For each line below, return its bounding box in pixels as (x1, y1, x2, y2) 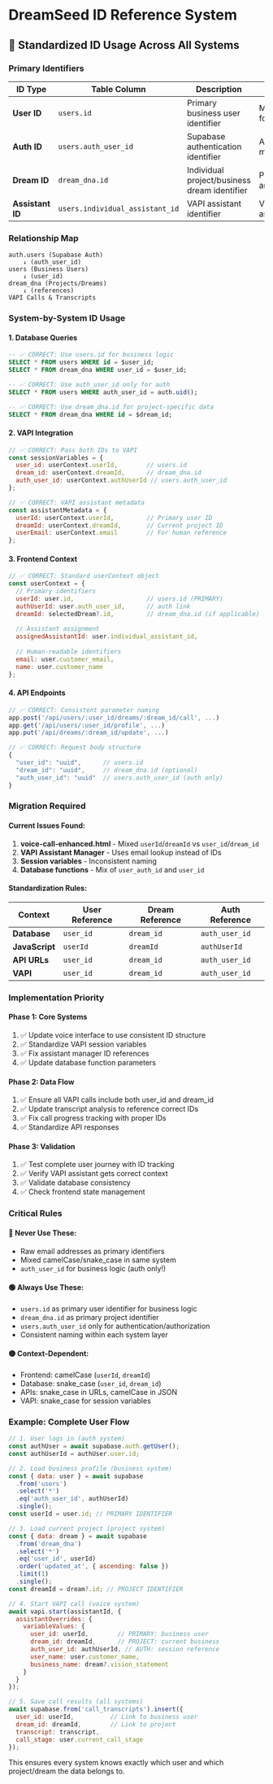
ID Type (15, 83, 47, 94)
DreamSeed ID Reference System (8, 6, 238, 24)
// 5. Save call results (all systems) (8, 1698, 144, 1706)
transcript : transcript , (15, 1728, 100, 1736)
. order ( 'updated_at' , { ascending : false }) (15, 1563, 169, 1571)
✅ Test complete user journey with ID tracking (19, 1160, 175, 1170)
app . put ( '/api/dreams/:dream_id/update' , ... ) (8, 728, 169, 737)
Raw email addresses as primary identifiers (19, 1246, 165, 1256)
